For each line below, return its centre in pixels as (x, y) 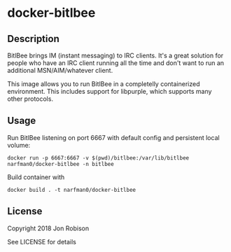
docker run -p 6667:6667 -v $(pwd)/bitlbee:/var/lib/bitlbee (98, 158)
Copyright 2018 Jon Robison (48, 228)
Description (33, 39)
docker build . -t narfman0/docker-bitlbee (72, 190)
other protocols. (30, 99)
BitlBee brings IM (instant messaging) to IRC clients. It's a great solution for (115, 55)
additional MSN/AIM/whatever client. (60, 70)
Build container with (36, 177)
